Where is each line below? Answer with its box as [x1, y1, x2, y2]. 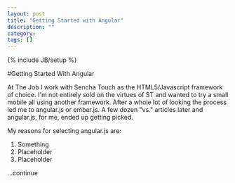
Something [17, 140, 49, 149]
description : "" [7, 23, 55, 30]
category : [7, 30, 36, 37]
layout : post [7, 10, 46, 18]
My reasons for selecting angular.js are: [7, 127, 121, 135]
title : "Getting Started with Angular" [7, 17, 124, 24]
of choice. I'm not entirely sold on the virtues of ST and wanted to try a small [7, 91, 229, 99]
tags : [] [7, 37, 33, 44]
